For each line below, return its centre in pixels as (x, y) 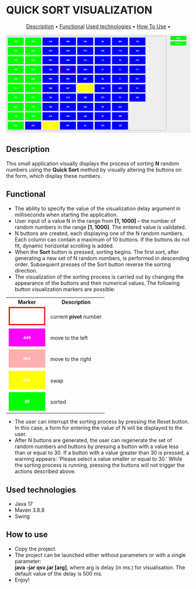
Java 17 (24, 504)
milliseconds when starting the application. (66, 215)
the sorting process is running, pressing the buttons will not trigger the (99, 465)
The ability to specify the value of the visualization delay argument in (97, 208)
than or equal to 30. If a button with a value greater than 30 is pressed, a (102, 453)
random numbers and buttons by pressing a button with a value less (97, 447)
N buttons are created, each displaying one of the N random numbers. (99, 233)
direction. (26, 270)
